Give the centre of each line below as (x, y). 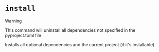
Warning (13, 21)
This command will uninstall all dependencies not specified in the (70, 30)
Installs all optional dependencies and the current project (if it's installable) (80, 44)
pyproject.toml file (23, 35)
